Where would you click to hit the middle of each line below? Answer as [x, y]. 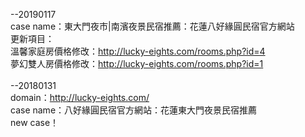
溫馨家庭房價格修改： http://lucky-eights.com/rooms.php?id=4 [138, 51]
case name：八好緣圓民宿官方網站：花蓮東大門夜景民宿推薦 [134, 110]
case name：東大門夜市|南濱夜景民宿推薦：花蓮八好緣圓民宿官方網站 [152, 26]
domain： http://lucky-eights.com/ [80, 97]
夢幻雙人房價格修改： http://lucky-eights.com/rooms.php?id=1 [137, 63]
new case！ [35, 122]
